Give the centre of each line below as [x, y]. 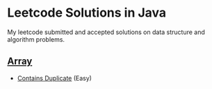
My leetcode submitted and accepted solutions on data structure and [106, 32]
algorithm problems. [36, 39]
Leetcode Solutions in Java [87, 13]
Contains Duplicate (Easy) [55, 78]
